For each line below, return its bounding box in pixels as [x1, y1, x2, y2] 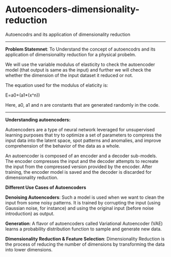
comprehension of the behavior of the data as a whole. [5, 143, 121, 149]
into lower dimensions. [5, 246, 53, 252]
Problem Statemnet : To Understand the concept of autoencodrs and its [5, 46, 156, 52]
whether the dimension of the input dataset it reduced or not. [5, 72, 133, 78]
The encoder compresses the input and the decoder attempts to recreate [5, 158, 159, 164]
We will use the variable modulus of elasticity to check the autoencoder [5, 61, 155, 67]
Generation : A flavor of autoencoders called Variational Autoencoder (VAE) [5, 220, 163, 226]
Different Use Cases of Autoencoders [5, 184, 87, 190]
